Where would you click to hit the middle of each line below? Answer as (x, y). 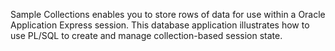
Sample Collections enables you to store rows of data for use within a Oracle (168, 14)
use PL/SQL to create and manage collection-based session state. (146, 35)
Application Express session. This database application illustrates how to (160, 25)
